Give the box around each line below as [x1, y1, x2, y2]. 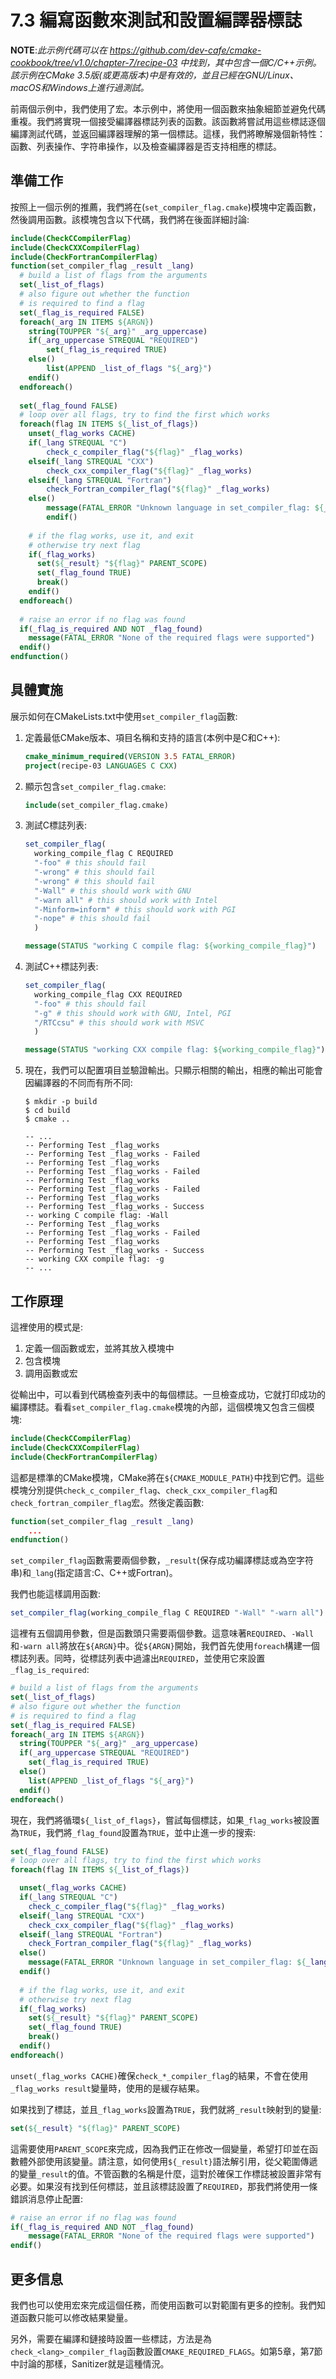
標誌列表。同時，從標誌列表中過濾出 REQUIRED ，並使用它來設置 [10, 1652, 266, 1665]
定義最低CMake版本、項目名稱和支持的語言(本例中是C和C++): [24, 731, 281, 743]
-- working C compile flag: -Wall [24, 1211, 169, 1221]
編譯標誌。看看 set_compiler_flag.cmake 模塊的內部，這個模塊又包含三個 [10, 1401, 307, 1413]
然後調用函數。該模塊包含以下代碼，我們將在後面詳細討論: [10, 213, 250, 225]
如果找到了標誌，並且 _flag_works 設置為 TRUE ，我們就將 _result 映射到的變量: [10, 2103, 322, 2115]
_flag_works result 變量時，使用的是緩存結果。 [10, 2082, 205, 2094]
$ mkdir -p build [24, 1097, 98, 1107]
